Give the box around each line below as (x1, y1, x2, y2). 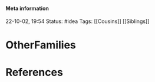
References (5, 65, 63, 79)
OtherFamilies (5, 38, 76, 52)
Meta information (5, 5, 50, 12)
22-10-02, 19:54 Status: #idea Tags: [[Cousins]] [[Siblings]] (5, 18, 150, 25)
